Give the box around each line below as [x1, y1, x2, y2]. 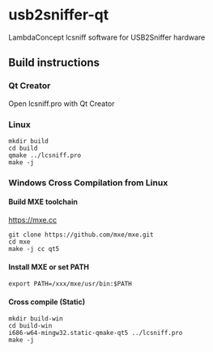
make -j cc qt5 [8, 245, 60, 253]
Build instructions [8, 56, 100, 70]
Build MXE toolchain [8, 197, 79, 207]
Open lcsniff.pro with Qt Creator [8, 99, 115, 108]
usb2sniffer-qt [8, 6, 109, 24]
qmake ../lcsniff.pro [8, 151, 82, 159]
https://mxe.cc [8, 215, 58, 225]
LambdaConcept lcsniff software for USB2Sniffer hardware [8, 32, 206, 42]
